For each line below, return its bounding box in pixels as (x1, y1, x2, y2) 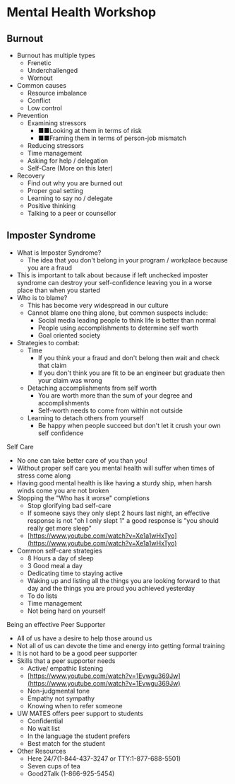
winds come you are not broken (16, 486, 109, 495)
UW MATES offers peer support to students (16, 709, 144, 717)
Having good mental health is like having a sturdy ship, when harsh (16, 478, 212, 487)
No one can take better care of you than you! (16, 456, 147, 464)
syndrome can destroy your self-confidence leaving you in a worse (16, 278, 212, 287)
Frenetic (27, 59, 52, 67)
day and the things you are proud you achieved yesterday (27, 584, 195, 592)
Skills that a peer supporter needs (16, 656, 116, 665)
